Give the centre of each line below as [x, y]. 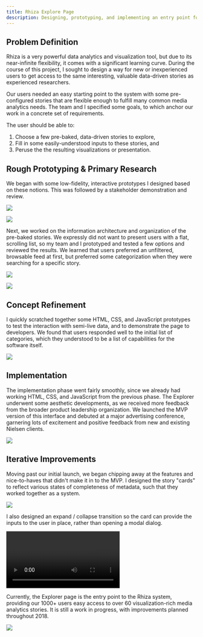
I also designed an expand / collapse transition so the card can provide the [99, 516]
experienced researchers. [38, 82]
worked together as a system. [43, 493]
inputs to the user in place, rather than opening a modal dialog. [84, 522]
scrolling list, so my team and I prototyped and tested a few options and [95, 244]
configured [20, 101]
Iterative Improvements [51, 459]
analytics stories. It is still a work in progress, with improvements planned [97, 609]
